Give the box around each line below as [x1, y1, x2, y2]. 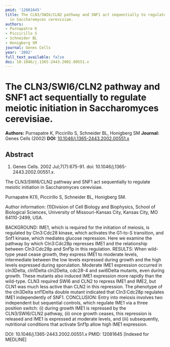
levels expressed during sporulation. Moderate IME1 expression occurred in [5, 262, 163, 268]
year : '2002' [5, 50, 33, 55]
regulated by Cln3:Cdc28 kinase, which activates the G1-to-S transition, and [5, 230, 164, 236]
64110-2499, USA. [5, 215, 44, 220]
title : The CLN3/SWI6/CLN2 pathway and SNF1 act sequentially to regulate [5, 12, 166, 17]
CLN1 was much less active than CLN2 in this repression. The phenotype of [5, 284, 163, 289]
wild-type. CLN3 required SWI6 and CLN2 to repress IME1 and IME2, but [5, 278, 156, 284]
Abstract [5, 150, 34, 159]
